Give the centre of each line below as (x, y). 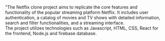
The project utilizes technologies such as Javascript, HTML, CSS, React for (82, 28)
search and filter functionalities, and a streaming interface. (65, 23)
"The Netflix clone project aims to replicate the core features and (71, 7)
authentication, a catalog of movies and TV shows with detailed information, (83, 18)
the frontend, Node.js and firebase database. (51, 33)
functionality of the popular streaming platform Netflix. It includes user (77, 12)
